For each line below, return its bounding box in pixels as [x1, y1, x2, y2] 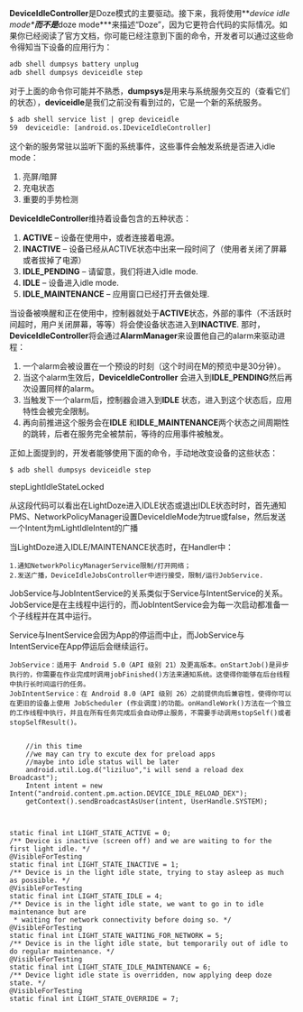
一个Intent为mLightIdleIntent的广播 [9, 522, 138, 534]
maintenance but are [9, 907, 87, 917]
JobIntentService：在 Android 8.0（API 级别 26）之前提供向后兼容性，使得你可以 [9, 689, 292, 699]
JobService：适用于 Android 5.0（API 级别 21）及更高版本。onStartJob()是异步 [9, 661, 289, 670]
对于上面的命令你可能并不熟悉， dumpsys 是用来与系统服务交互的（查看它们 [9, 85, 290, 97]
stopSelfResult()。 [9, 718, 81, 728]
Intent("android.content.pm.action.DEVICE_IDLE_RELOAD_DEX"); [9, 789, 248, 798]
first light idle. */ [9, 844, 91, 854]
